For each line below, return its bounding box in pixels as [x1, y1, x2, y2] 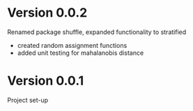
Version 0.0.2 [7, 5, 88, 21]
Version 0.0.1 [7, 73, 84, 89]
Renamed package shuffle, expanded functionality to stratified [7, 28, 187, 36]
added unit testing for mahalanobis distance [17, 49, 144, 57]
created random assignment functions [17, 41, 128, 49]
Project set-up [7, 96, 49, 104]
